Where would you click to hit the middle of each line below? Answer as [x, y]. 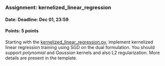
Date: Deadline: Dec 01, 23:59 [37, 19]
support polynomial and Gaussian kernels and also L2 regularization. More [82, 52]
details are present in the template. [41, 58]
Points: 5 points [22, 31]
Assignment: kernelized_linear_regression [58, 7]
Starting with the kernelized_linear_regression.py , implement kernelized [79, 42]
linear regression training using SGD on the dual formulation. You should [80, 47]
